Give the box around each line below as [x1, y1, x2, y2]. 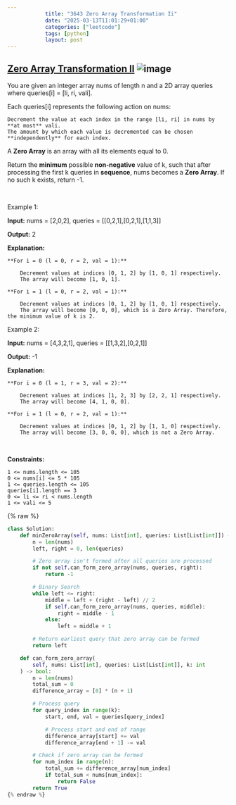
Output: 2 [7, 230, 37, 238]
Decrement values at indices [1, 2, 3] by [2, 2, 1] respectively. [20, 392, 221, 399]
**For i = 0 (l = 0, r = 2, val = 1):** [7, 257, 128, 264]
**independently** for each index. [7, 135, 112, 142]
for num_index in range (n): [32, 759, 114, 766]
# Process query [32, 700, 80, 708]
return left [32, 642, 68, 649]
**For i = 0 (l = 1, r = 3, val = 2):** [7, 380, 128, 387]
